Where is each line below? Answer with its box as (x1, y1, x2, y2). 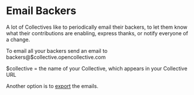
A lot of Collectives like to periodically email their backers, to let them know (6, 23, 188, 30)
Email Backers (6, 4, 77, 18)
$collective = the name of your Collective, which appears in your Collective (6, 65, 188, 72)
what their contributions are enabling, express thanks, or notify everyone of (6, 29, 189, 36)
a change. (6, 36, 30, 43)
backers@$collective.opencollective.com (6, 53, 106, 60)
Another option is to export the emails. (6, 82, 98, 89)
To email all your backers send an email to (6, 47, 108, 54)
